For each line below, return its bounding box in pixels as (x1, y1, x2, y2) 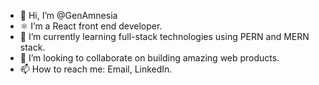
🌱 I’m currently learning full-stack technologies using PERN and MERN (19, 31, 310, 42)
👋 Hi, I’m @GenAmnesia (19, 10, 118, 21)
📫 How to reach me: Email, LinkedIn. (19, 63, 173, 75)
